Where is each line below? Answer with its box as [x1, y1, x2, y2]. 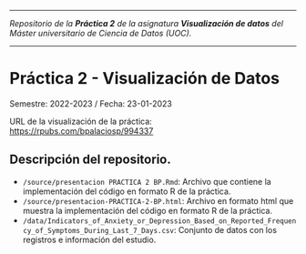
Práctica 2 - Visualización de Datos [9, 68, 280, 89]
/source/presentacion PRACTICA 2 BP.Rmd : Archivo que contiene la [22, 176, 271, 187]
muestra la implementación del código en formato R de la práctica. [22, 205, 273, 216]
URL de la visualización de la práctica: [9, 116, 152, 127]
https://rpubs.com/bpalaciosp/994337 [9, 125, 154, 137]
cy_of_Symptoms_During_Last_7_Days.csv [22, 226, 175, 235]
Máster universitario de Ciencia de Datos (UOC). [9, 28, 192, 38]
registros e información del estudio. [22, 234, 157, 245]
